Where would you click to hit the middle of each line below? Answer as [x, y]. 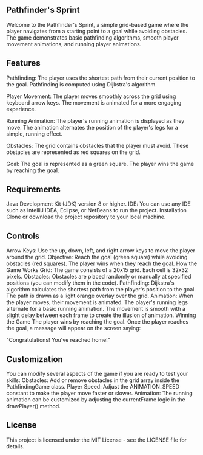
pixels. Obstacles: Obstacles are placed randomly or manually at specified [99, 277]
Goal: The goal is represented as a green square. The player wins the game [100, 164]
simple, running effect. [34, 134]
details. [15, 446]
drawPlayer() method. [33, 406]
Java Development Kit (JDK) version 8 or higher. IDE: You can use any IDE [98, 204]
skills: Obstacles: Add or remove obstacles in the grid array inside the [93, 380]
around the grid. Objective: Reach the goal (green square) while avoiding [97, 257]
